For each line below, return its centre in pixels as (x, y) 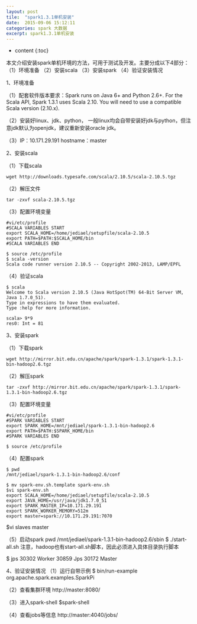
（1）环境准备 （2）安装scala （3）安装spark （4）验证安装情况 (85, 70)
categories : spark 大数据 (37, 28)
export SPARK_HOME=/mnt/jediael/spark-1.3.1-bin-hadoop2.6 (80, 426)
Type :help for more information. (49, 308)
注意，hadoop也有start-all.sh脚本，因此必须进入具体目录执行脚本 (100, 547)
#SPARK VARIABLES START (35, 421)
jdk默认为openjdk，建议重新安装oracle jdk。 (65, 128)
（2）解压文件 (23, 189)
